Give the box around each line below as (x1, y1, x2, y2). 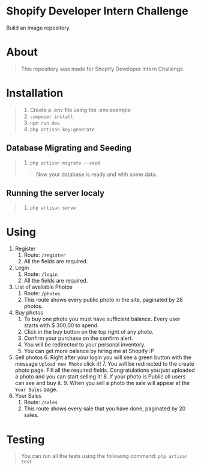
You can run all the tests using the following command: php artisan (20, 453, 188, 460)
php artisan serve (29, 205, 76, 211)
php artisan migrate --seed (29, 160, 100, 166)
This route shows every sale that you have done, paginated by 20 (23, 405, 186, 412)
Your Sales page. (14, 386, 58, 393)
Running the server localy (6, 188, 105, 198)
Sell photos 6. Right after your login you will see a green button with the (14, 354, 192, 361)
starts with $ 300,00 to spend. (23, 322, 99, 329)
